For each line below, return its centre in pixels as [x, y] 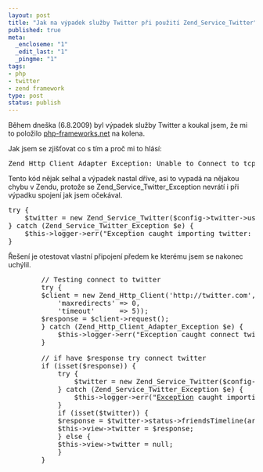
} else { [74, 437]
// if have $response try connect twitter [124, 358]
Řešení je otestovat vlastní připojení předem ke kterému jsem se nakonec [126, 256]
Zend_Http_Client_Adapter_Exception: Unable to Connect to [124, 164]
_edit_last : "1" [41, 52]
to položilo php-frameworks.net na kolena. [77, 133]
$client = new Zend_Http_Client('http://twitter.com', [148, 296]
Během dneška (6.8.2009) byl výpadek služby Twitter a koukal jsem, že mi [128, 125]
